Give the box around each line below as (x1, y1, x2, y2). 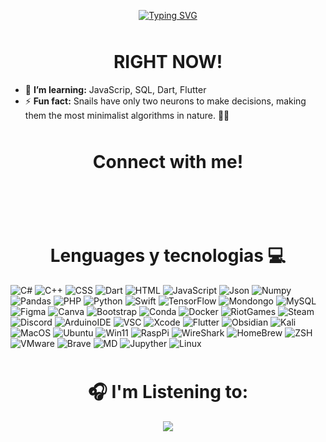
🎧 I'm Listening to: (87, 381, 249, 403)
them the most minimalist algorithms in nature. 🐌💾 (24, 109, 230, 121)
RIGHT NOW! (113, 51, 223, 74)
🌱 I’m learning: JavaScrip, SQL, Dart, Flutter (24, 83, 207, 95)
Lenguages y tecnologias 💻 (49, 245, 287, 267)
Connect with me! (92, 151, 244, 174)
